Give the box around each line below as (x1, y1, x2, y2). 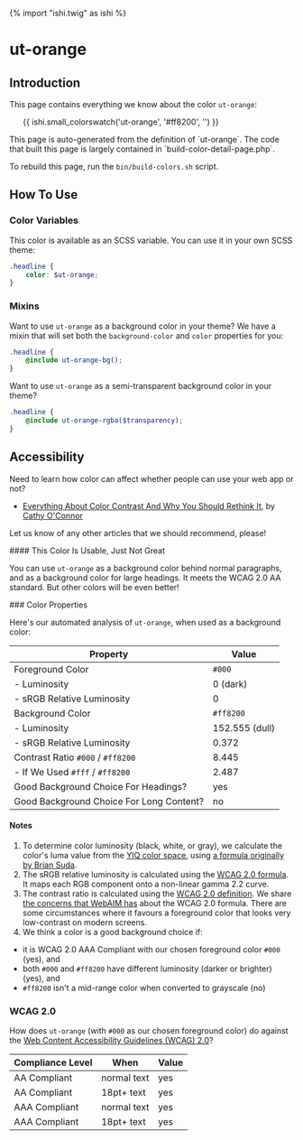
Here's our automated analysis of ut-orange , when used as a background (9, 616, 281, 627)
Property (89, 647, 129, 660)
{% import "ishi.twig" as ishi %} (9, 8, 127, 18)
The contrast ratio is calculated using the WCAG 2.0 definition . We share (22, 888, 292, 899)
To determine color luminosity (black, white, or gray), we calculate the (22, 839, 282, 851)
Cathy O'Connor (22, 510, 84, 521)
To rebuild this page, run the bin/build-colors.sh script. (9, 162, 219, 171)
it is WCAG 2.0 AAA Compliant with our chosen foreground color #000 (22, 943, 281, 955)
